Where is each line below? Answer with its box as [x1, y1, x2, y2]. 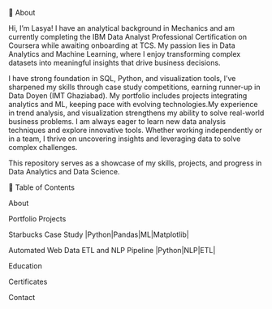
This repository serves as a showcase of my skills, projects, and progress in [8, 158, 262, 168]
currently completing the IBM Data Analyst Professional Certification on [8, 32, 248, 41]
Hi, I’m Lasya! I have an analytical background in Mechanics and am [8, 24, 235, 32]
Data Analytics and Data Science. [8, 167, 120, 176]
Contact [8, 293, 35, 302]
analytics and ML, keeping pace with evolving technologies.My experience [8, 100, 258, 109]
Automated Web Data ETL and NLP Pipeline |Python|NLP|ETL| [8, 246, 216, 255]
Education [8, 261, 42, 271]
